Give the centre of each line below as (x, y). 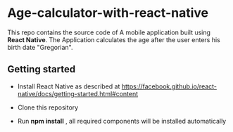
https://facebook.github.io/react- (169, 86)
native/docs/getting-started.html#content (78, 93)
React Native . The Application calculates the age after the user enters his (114, 39)
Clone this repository (48, 107)
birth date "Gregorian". (40, 47)
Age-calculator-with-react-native (108, 13)
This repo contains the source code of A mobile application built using (109, 32)
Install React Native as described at (69, 86)
